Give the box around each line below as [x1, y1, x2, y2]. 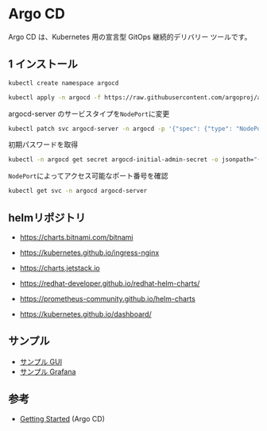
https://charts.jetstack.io [19, 263, 101, 272]
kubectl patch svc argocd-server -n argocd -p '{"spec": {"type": [8, 125, 233, 133]
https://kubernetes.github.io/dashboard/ [19, 309, 153, 318]
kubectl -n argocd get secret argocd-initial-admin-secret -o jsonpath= [8, 156, 254, 164]
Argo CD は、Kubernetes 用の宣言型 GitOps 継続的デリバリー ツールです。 [8, 32, 252, 41]
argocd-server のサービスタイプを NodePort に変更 [8, 109, 170, 118]
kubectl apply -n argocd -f [8, 93, 102, 102]
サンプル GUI [19, 356, 62, 366]
